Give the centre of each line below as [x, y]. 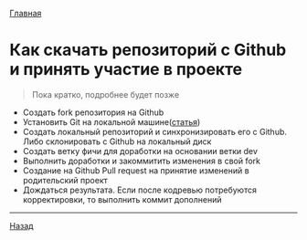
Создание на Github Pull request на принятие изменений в [136, 170]
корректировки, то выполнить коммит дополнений [122, 199]
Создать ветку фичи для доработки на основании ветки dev [140, 151]
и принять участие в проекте [126, 70]
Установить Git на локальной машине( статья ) [111, 121]
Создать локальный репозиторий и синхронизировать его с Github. [155, 131]
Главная [26, 13]
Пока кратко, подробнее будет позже [106, 94]
